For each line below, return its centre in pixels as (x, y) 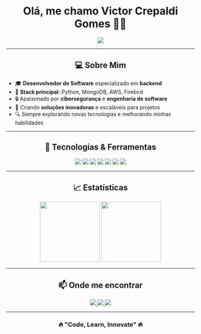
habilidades (29, 123)
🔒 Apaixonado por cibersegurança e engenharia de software (91, 99)
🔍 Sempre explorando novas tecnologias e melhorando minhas (93, 114)
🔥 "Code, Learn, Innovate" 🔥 (100, 324)
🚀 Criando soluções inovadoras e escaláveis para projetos (87, 107)
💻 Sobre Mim (100, 65)
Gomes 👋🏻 (100, 24)
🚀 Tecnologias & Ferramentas (100, 147)
